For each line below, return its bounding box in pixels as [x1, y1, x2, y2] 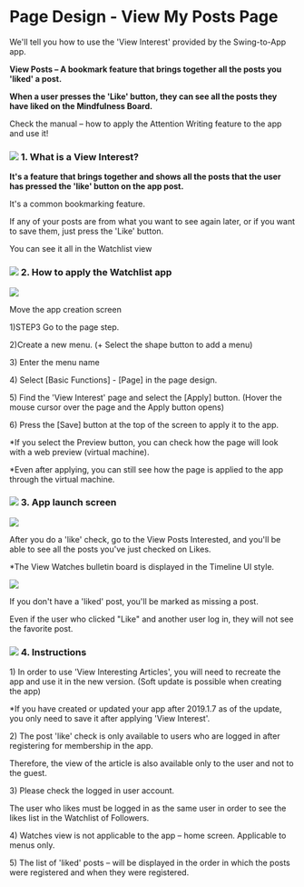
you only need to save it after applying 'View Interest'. [9, 713, 211, 724]
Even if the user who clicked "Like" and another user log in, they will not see [9, 613, 294, 624]
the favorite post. [9, 623, 74, 633]
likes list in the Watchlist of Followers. [9, 812, 150, 823]
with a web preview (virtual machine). [9, 446, 150, 457]
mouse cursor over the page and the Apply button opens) [9, 402, 225, 413]
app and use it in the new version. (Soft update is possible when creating [9, 676, 282, 687]
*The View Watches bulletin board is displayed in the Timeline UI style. [9, 561, 275, 572]
